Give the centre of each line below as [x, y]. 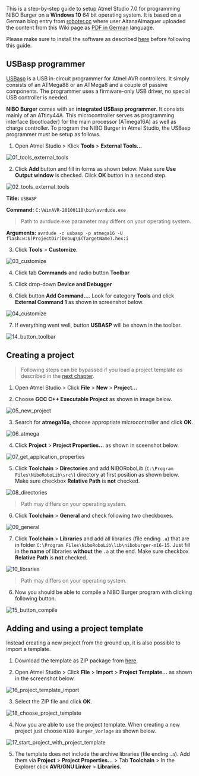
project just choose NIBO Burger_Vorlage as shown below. [85, 731]
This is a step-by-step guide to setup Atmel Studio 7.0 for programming [93, 9]
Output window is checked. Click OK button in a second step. [91, 175]
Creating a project [40, 356]
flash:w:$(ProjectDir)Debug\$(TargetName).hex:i [67, 238]
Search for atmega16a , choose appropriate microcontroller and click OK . [104, 422]
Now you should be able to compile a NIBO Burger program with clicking [103, 592]
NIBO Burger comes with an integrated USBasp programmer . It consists [95, 109]
